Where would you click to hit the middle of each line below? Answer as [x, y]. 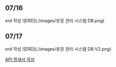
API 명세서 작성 [20, 59]
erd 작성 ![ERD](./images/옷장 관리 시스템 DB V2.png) [58, 49]
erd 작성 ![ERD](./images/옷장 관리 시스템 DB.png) [55, 20]
